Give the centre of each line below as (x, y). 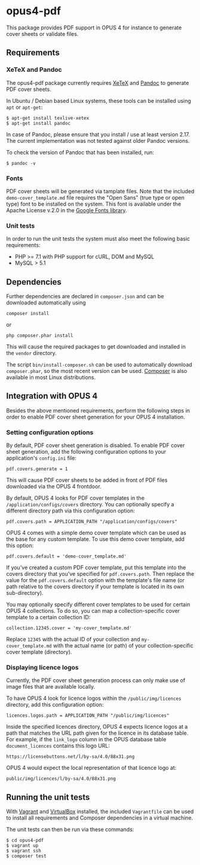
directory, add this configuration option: (55, 705)
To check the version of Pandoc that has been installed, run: (80, 152)
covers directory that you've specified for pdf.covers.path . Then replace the (100, 574)
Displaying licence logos (42, 668)
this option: (20, 546)
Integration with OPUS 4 (52, 396)
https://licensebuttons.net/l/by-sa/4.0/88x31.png (70, 757)
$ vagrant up (22, 846)
